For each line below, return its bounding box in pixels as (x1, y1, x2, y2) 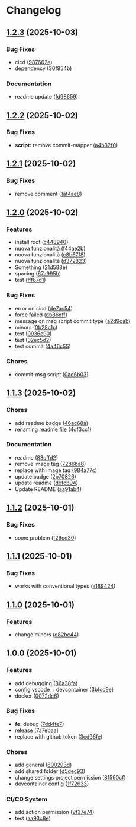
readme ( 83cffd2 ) (14, 454, 58, 461)
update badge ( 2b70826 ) (14, 473, 77, 480)
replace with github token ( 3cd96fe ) (14, 733, 103, 740)
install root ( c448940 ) (14, 239, 69, 246)
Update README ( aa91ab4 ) (14, 485, 82, 493)
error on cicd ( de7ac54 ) (14, 305, 73, 312)
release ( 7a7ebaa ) (14, 727, 59, 734)
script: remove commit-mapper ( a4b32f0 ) (14, 141, 118, 148)
